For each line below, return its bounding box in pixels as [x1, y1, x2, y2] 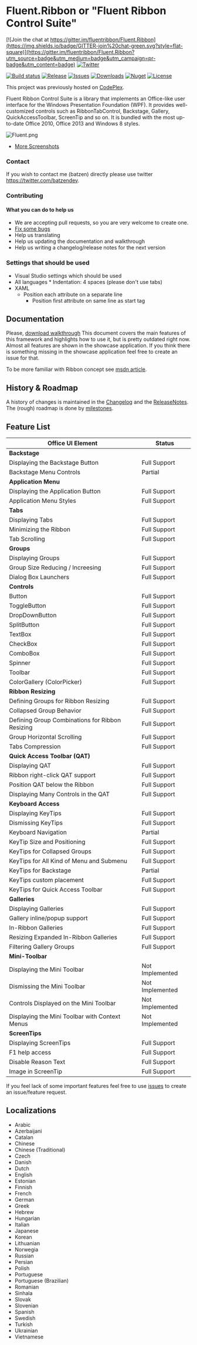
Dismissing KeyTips [9, 819, 63, 827]
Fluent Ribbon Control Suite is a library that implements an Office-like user [6, 95, 186, 102]
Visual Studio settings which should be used [14, 272, 122, 279]
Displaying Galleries [9, 905, 64, 913]
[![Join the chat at [6, 36, 49, 43]
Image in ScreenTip [9, 1067, 63, 1076]
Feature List [6, 421, 50, 432]
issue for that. [6, 354, 40, 361]
